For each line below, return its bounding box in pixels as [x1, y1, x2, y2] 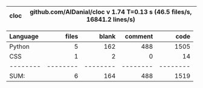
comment [124, 33, 153, 40]
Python [9, 42, 30, 51]
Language [9, 33, 39, 40]
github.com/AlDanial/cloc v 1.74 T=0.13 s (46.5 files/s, [30, 8, 192, 16]
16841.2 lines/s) [86, 15, 136, 24]
